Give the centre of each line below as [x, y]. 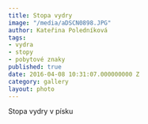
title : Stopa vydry [40, 15]
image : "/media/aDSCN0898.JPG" [60, 23]
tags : [17, 38]
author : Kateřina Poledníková [58, 30]
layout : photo [32, 89]
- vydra [21, 45]
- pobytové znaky [37, 60]
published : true [35, 67]
